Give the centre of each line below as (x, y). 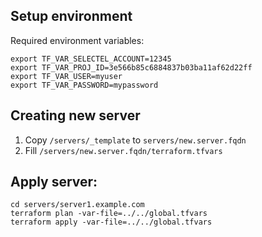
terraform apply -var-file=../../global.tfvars (111, 222)
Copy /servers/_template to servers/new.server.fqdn (135, 140)
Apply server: (54, 182)
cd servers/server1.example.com (77, 205)
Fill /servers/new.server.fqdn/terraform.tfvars (123, 150)
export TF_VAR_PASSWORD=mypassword (84, 85)
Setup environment (71, 16)
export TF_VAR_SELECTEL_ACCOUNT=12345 (91, 59)
